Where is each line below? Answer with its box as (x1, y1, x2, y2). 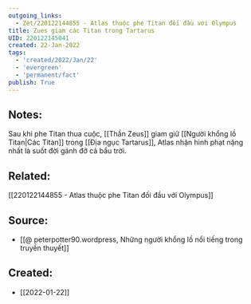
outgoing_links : (8, 11, 62, 20)
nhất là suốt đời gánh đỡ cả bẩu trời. (8, 146, 127, 156)
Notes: (8, 108, 42, 121)
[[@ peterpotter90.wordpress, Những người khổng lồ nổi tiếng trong (19, 235, 243, 244)
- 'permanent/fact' (15, 71, 80, 79)
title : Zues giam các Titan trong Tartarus (8, 26, 155, 34)
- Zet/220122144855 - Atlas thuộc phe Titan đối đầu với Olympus (15, 19, 237, 27)
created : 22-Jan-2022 (8, 41, 80, 49)
